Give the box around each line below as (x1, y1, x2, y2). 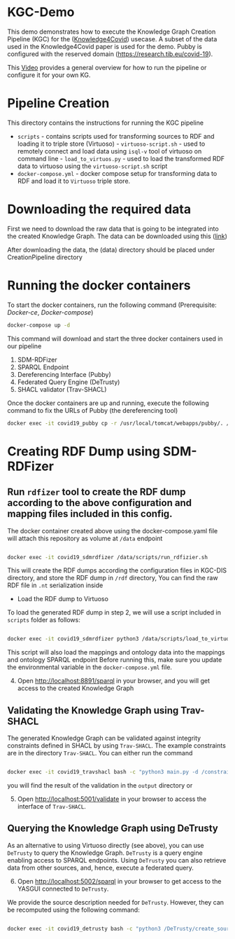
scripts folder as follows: (7, 616, 80, 624)
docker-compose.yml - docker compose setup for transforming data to (17, 169, 218, 177)
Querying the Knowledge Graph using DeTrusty (7, 823, 218, 835)
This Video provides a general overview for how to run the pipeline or (7, 63, 207, 71)
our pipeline (7, 341, 42, 350)
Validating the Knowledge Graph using (7, 704, 179, 716)
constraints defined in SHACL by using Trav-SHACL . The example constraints (7, 741, 226, 750)
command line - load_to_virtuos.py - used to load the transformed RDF (17, 154, 225, 163)
